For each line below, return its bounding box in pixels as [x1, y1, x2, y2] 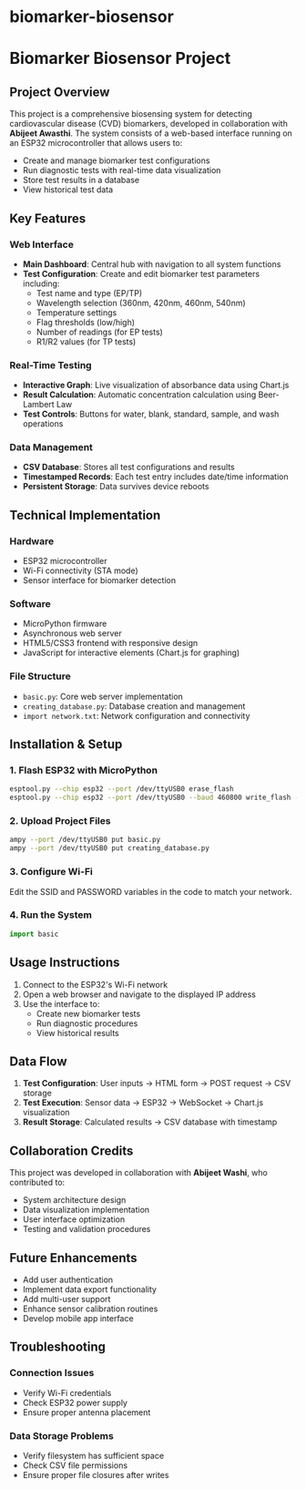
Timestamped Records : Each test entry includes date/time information [22, 471, 289, 482]
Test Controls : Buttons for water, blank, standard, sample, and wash [22, 408, 280, 420]
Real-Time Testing [9, 358, 93, 371]
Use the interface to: [22, 998, 100, 1009]
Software [9, 598, 52, 611]
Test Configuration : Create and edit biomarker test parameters [22, 268, 260, 279]
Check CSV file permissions [22, 1460, 128, 1471]
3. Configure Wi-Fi [9, 866, 93, 878]
